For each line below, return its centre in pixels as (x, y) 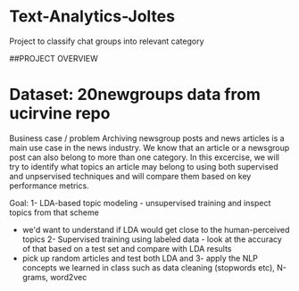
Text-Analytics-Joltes (92, 17)
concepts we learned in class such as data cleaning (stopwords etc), (148, 267)
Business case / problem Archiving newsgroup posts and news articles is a (147, 138)
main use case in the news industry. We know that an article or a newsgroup (149, 147)
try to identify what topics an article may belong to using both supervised (144, 166)
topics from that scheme (54, 212)
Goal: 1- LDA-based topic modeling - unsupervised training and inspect (140, 203)
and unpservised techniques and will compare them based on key (130, 176)
